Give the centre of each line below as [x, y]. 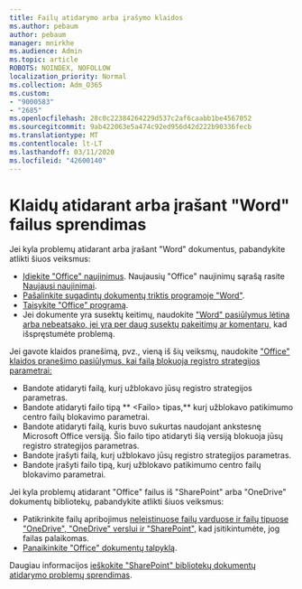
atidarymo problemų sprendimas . [71, 575]
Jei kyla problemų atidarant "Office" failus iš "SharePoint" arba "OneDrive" [148, 492]
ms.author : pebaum [44, 26]
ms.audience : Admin [46, 51]
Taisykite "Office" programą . [75, 305]
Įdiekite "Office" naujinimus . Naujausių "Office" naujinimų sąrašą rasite [154, 276]
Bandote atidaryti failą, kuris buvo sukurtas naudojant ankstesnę [142, 426]
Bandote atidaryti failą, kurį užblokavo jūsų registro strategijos [137, 388]
